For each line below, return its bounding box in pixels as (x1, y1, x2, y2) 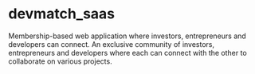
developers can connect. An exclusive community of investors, (8, 39, 215, 49)
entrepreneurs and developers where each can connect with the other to (8, 48, 247, 57)
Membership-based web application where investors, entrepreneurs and (8, 31, 247, 41)
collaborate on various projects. (8, 56, 113, 66)
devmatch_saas (8, 5, 116, 23)
